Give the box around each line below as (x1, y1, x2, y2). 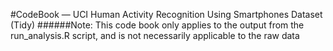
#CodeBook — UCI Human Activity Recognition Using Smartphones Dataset (10, 9, 323, 20)
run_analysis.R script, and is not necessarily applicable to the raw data (10, 30, 300, 41)
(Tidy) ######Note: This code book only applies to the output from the (10, 19, 305, 31)
